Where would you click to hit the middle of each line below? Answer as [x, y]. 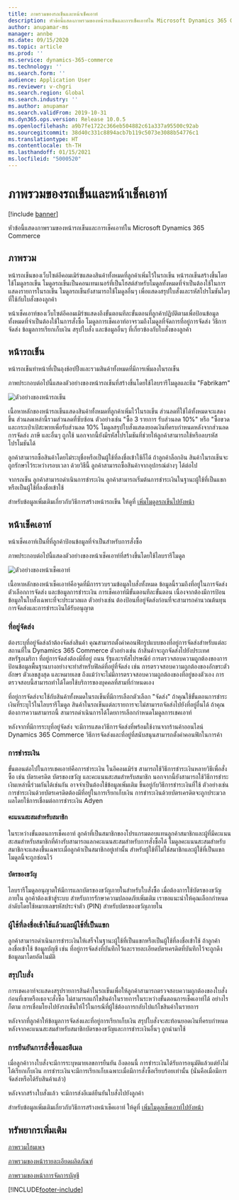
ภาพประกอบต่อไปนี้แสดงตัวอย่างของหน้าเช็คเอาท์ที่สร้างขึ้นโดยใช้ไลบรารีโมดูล [96, 556]
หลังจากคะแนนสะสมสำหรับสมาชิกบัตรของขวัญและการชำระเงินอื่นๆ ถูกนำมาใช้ [97, 1028]
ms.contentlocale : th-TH [45, 146]
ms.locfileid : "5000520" [45, 159]
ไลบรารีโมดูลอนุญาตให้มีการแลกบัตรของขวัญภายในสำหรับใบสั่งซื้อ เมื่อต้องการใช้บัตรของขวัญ [115, 890]
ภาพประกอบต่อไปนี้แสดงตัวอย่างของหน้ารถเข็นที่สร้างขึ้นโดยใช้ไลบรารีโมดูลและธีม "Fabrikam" [119, 383]
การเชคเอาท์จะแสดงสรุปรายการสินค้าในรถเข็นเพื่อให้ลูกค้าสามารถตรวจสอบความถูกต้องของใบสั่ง [118, 990]
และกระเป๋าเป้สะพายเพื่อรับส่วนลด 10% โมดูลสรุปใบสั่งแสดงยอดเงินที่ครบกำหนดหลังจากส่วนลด [118, 427]
